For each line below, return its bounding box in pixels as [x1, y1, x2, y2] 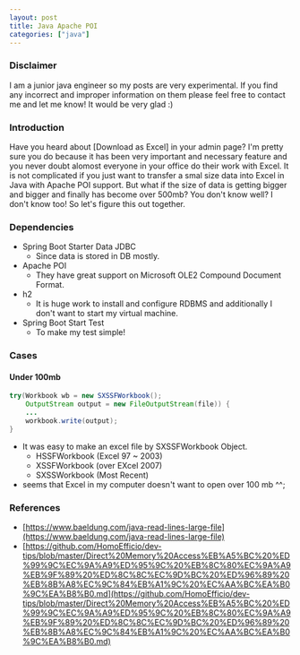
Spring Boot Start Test [21, 317, 105, 328]
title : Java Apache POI [9, 22, 99, 30]
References [9, 501, 61, 513]
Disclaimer [9, 59, 57, 72]
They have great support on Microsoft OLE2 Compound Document [35, 270, 282, 280]
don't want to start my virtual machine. [35, 308, 179, 319]
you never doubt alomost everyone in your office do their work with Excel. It [9, 160, 289, 171]
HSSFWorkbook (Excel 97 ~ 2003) [35, 450, 163, 461]
